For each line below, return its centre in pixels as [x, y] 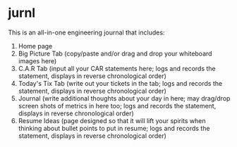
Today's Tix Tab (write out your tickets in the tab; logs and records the [120, 83]
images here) [37, 60]
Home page [35, 46]
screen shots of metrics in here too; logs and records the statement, [117, 106]
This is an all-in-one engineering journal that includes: [86, 32]
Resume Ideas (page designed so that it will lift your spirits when [112, 120]
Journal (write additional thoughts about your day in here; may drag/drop [124, 98]
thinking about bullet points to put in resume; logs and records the [114, 128]
